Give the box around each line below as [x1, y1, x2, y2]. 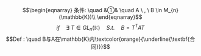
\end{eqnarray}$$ [96, 13, 143, 21]
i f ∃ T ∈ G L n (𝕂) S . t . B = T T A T [56, 23, 145, 33]
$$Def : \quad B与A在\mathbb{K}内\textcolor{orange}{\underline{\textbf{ [5, 35, 190, 43]
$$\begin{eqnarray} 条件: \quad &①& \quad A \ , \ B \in [22, 7, 163, 13]
